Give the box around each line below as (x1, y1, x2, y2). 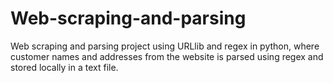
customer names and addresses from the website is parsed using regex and (10, 50, 324, 62)
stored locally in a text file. (10, 61, 119, 73)
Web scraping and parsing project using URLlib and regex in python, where (10, 40, 320, 52)
